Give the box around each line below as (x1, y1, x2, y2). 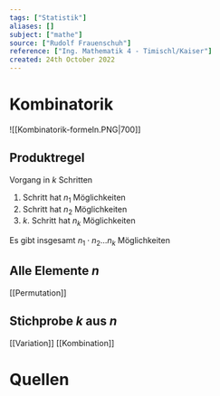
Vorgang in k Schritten (9, 174, 93, 185)
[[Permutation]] (9, 287, 67, 298)
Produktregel (9, 150, 85, 165)
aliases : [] (9, 22, 54, 31)
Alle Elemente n (9, 263, 100, 278)
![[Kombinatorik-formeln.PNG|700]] (9, 124, 141, 135)
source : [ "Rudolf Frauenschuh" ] (9, 38, 131, 48)
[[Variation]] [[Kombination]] (9, 337, 115, 348)
